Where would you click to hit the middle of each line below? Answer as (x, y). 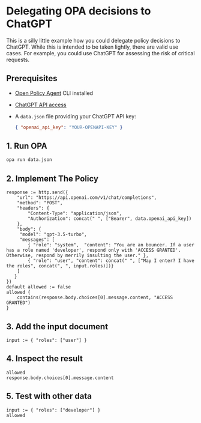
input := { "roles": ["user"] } (46, 340)
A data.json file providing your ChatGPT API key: (75, 116)
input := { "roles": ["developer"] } (53, 410)
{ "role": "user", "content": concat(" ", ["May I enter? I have (111, 261)
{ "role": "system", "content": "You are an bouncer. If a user (111, 245)
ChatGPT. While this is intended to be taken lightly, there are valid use (92, 47)
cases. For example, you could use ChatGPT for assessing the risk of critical (100, 53)
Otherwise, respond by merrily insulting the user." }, (77, 256)
